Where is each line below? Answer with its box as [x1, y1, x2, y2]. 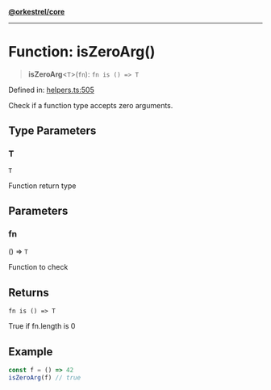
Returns [8, 286, 50, 300]
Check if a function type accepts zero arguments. [8, 100, 173, 110]
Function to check [8, 262, 69, 272]
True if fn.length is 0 [8, 321, 76, 331]
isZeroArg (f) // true [8, 373, 81, 382]
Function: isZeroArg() [8, 43, 156, 61]
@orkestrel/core [8, 7, 65, 16]
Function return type [8, 181, 77, 191]
